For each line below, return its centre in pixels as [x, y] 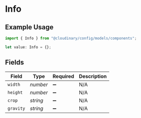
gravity [16, 108]
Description [93, 76]
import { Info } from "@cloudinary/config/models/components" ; [71, 38]
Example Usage [29, 27]
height [15, 92]
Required [63, 76]
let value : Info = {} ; [28, 47]
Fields [15, 62]
